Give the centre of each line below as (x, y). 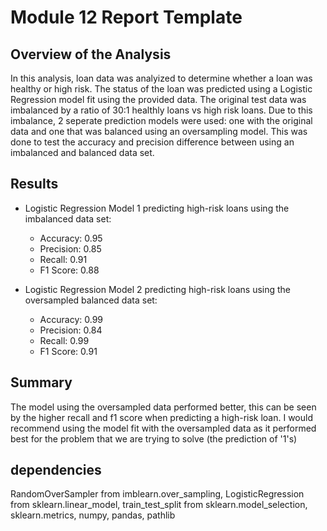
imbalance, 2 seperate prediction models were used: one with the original (161, 120)
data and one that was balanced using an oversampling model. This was (159, 131)
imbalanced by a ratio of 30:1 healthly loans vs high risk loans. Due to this (161, 110)
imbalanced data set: (68, 218)
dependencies (56, 470)
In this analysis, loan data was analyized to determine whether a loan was (161, 78)
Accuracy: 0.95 (71, 238)
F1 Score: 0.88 (69, 270)
